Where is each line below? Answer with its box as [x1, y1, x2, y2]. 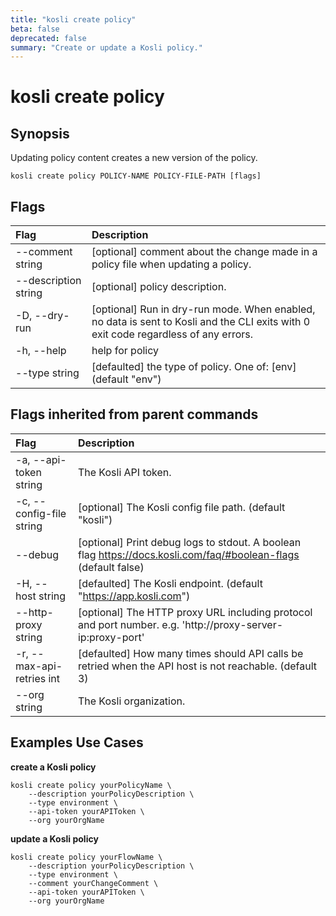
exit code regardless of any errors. [91, 327, 254, 341]
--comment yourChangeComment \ [28, 878, 159, 888]
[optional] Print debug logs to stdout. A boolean [77, 535, 302, 549]
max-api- [15, 659, 63, 673]
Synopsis [10, 125, 70, 142]
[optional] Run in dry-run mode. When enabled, [91, 302, 316, 316]
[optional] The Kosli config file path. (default [77, 500, 286, 514]
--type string [15, 366, 80, 380]
